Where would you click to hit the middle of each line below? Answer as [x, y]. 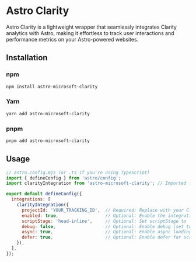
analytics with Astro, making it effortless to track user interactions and [90, 33]
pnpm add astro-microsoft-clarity [48, 141]
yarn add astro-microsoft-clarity [48, 113]
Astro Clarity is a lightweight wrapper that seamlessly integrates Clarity [91, 27]
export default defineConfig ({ [44, 194]
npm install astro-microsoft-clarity [52, 87]
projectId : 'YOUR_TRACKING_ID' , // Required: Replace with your [102, 210]
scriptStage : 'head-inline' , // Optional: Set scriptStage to [104, 221]
